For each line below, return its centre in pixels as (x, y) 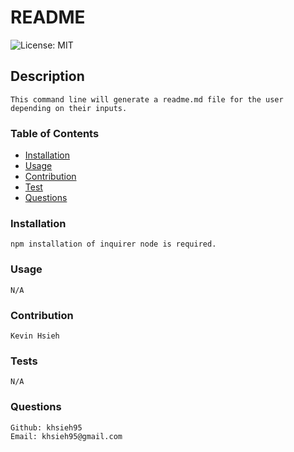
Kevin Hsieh (35, 336)
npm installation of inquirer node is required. (113, 244)
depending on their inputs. (69, 108)
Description (47, 76)
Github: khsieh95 (46, 427)
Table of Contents (55, 133)
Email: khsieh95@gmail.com (66, 436)
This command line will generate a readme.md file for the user (147, 99)
